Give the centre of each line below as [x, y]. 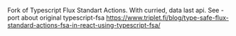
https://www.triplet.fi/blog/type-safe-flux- [168, 18]
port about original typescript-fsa [56, 18]
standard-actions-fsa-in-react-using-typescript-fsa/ [84, 25]
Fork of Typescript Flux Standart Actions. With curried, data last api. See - [116, 10]
